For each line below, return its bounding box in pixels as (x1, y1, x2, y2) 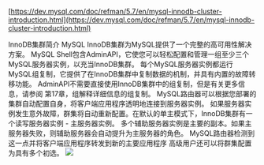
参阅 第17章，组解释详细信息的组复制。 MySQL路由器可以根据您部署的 (28, 89, 257, 98)
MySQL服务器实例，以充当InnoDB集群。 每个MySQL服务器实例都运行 (8, 59, 234, 69)
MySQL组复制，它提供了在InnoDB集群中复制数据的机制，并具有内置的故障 (8, 69, 250, 78)
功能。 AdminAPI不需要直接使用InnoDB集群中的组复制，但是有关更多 (14, 79, 239, 88)
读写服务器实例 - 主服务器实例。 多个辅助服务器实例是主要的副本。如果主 (14, 118, 252, 128)
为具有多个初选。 (8, 148, 64, 157)
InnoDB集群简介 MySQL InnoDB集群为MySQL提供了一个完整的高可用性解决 (8, 39, 252, 49)
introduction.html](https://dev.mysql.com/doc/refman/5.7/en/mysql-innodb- (8, 15, 255, 24)
